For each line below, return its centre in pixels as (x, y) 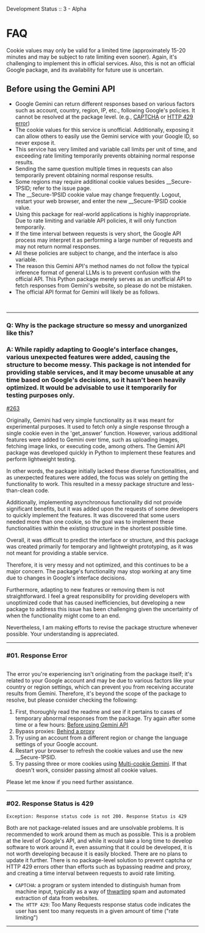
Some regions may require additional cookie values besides (90, 181)
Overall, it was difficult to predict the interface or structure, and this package (103, 540)
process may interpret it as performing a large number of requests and (104, 240)
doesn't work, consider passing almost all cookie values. (86, 770)
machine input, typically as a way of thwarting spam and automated (100, 891)
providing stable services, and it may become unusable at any (100, 372)
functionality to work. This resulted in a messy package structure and (94, 484)
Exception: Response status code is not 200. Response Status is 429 (97, 816)
